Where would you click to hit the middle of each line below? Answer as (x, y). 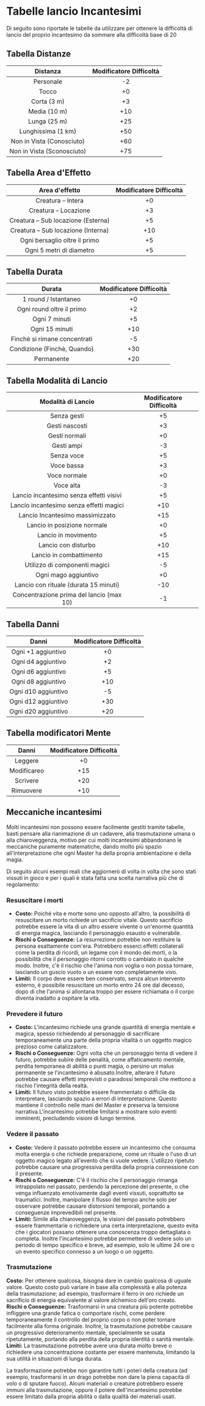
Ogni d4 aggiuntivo (39, 662)
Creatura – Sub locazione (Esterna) (59, 220)
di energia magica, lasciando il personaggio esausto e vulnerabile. (98, 933)
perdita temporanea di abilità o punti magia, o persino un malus (94, 1066)
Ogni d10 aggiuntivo (39, 691)
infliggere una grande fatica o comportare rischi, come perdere (86, 1313)
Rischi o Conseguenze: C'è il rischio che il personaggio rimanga (96, 1180)
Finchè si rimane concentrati (52, 339)
